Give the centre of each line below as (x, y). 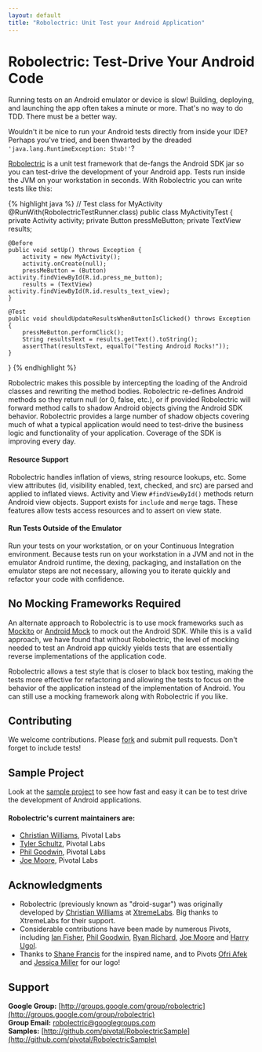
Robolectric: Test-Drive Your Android (131, 62)
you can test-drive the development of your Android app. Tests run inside (127, 172)
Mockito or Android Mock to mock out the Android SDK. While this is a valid (130, 631)
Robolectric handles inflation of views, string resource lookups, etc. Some (127, 477)
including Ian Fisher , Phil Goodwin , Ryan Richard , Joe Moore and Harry (134, 937)
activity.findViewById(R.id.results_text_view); (89, 291)
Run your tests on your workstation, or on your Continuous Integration (121, 546)
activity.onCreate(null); (65, 264)
